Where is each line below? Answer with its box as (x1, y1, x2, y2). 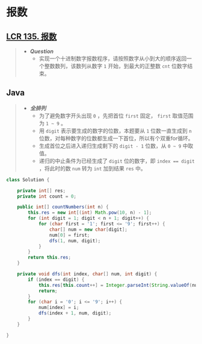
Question (29, 48, 54, 55)
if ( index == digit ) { (28, 277, 85, 283)
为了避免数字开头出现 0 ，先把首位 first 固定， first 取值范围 (38, 112, 194, 119)
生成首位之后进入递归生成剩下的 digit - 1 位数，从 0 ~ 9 (38, 142, 182, 149)
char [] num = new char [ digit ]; (49, 227, 128, 233)
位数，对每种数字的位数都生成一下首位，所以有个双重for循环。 (38, 134, 194, 142)
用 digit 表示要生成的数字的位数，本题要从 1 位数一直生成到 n (38, 127, 192, 134)
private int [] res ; (17, 187, 66, 193)
